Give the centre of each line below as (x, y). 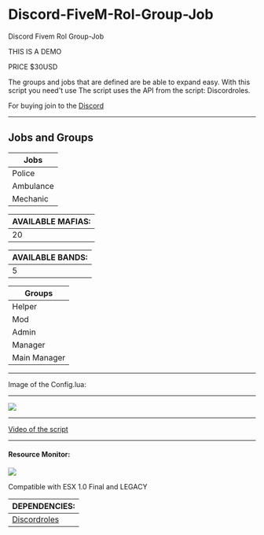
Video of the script (38, 429)
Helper (25, 306)
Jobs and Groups (51, 138)
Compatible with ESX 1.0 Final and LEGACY (78, 486)
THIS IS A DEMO (35, 51)
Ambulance (33, 186)
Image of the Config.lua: (47, 384)
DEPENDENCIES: (44, 506)
